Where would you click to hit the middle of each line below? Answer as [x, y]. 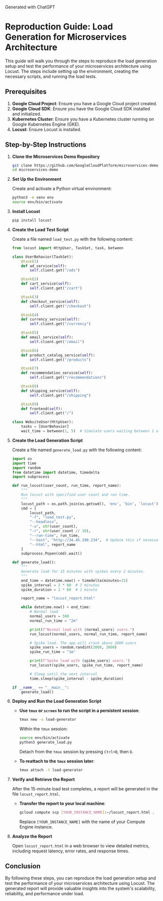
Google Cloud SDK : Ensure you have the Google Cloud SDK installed [81, 109]
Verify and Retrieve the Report [43, 779]
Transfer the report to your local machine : [63, 803]
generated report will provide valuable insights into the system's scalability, [81, 888]
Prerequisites [26, 92]
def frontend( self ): [42, 409]
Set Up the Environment [37, 179]
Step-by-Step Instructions [46, 145]
